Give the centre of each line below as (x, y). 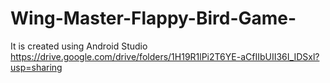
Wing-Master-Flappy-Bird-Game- (153, 18)
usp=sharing (36, 67)
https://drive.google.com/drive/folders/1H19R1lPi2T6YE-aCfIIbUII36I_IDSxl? (165, 56)
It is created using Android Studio (79, 46)
